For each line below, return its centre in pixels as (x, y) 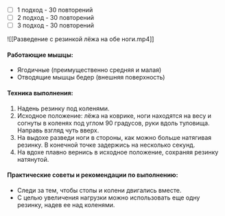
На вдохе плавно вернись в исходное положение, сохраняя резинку (118, 152)
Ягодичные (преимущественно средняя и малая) (89, 70)
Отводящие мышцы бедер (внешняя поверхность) (91, 77)
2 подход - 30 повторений (56, 18)
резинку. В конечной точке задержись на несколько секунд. (106, 145)
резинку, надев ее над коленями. (66, 204)
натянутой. (33, 159)
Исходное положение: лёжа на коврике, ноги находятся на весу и (114, 115)
